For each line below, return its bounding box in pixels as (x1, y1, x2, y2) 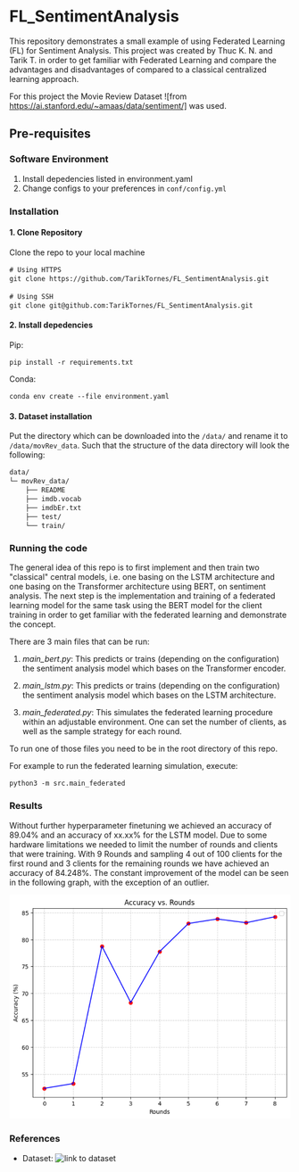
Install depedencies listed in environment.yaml (21, 173, 194, 184)
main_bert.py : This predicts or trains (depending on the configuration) (21, 654, 279, 664)
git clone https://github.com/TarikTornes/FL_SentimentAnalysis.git (9, 274, 270, 283)
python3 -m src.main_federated (9, 779, 126, 788)
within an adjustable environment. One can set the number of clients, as (21, 716, 287, 728)
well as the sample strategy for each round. (21, 726, 183, 737)
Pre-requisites (9, 127, 91, 142)
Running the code (9, 542, 87, 555)
